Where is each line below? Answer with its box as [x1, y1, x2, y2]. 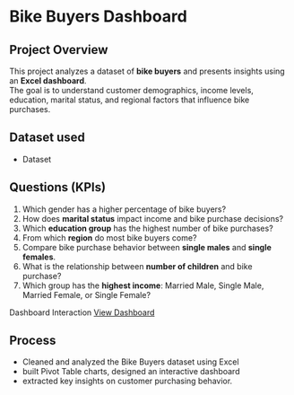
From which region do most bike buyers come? [22, 232, 197, 243]
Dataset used [9, 130, 85, 145]
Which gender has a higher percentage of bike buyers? [22, 204, 227, 215]
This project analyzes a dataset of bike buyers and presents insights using [9, 66, 285, 76]
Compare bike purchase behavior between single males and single [22, 241, 272, 252]
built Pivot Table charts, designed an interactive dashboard [22, 366, 240, 377]
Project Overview [9, 42, 108, 57]
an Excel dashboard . [9, 75, 87, 86]
